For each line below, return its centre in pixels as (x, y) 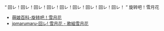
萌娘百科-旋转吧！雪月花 (37, 17)
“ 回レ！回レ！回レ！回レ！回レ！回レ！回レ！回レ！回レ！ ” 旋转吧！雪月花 (82, 7)
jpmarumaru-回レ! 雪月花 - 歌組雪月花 (50, 23)
